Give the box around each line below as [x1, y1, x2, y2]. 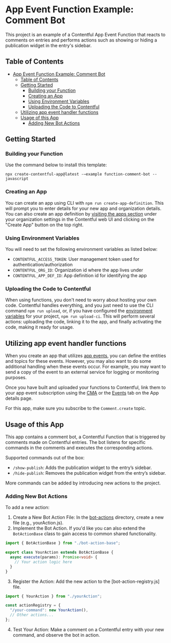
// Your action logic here [14, 559, 72, 564]
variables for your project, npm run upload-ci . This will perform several [5, 313, 155, 319]
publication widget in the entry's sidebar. [5, 42, 92, 48]
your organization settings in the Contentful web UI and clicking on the [5, 216, 155, 222]
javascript [5, 176, 29, 182]
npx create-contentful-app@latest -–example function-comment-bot [5, 172, 150, 177]
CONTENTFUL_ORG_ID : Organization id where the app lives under [12, 267, 143, 273]
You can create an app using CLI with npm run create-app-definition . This [5, 200, 164, 206]
